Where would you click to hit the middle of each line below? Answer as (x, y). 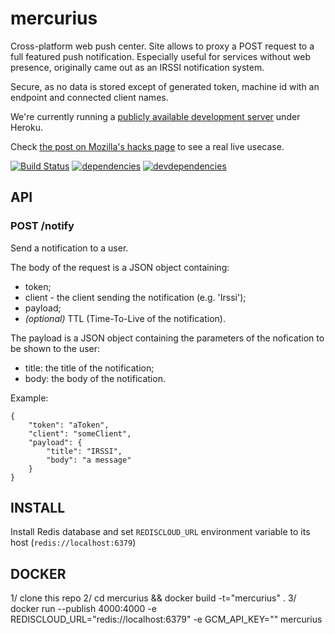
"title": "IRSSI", (84, 451)
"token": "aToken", (69, 425)
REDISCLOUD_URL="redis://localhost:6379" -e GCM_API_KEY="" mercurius (166, 619)
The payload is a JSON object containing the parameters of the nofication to (167, 338)
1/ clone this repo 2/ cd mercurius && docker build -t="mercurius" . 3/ (153, 598)
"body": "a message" (89, 460)
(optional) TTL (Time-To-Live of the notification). (125, 318)
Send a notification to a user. (69, 248)
